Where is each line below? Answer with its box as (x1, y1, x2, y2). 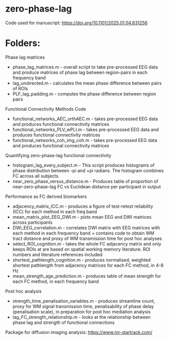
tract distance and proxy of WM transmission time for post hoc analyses (12, 235, 162, 241)
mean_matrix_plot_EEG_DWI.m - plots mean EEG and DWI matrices (12, 214, 152, 220)
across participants (12, 219, 53, 225)
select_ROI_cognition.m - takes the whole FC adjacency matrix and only (12, 240, 161, 247)
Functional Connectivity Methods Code (5, 106, 87, 112)
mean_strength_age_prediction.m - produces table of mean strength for (12, 273, 161, 279)
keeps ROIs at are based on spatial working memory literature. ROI (12, 246, 151, 252)
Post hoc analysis (5, 288, 42, 294)
